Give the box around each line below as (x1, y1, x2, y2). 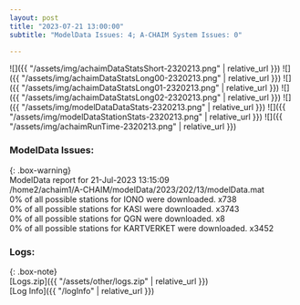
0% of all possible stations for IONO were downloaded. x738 (9, 193, 237, 205)
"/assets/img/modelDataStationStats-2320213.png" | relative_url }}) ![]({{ (9, 111, 283, 123)
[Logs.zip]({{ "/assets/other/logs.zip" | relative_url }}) (9, 275, 209, 287)
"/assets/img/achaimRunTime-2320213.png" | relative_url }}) (9, 121, 237, 132)
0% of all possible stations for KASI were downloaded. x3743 (9, 203, 240, 214)
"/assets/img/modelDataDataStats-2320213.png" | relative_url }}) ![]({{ (21, 102, 286, 113)
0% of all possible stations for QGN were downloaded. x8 (9, 213, 225, 224)
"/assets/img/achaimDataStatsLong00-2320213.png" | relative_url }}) (21, 73, 282, 84)
